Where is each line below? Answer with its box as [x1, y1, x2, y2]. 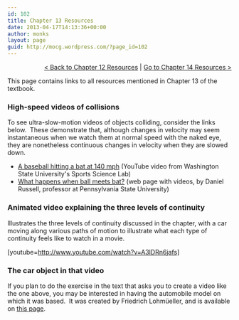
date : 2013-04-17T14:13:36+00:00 [7, 23, 107, 31]
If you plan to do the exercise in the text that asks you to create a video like [7, 282, 227, 290]
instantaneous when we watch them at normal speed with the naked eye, [7, 133, 222, 142]
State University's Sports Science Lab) [17, 170, 132, 178]
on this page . [7, 304, 46, 313]
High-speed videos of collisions [7, 102, 119, 112]
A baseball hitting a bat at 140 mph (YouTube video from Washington [17, 162, 219, 171]
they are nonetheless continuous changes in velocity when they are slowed [7, 141, 228, 149]
